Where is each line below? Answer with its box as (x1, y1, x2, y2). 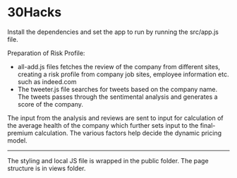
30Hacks (7, 4, 62, 20)
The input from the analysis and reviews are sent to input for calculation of (7, 114, 224, 122)
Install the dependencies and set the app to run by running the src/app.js (7, 28, 219, 36)
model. (7, 136, 28, 145)
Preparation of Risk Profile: (7, 49, 85, 57)
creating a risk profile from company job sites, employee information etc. (17, 70, 229, 78)
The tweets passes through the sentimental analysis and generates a (17, 93, 218, 101)
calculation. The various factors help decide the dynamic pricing (34, 129, 222, 137)
